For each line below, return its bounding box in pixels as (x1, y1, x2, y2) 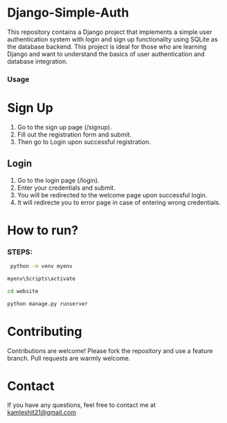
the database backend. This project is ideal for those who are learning (7, 42, 207, 51)
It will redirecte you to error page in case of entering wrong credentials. (17, 198, 221, 206)
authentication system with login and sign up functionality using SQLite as (7, 35, 218, 43)
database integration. (7, 57, 68, 65)
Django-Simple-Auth (7, 5, 129, 21)
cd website (7, 287, 39, 295)
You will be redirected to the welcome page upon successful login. (17, 190, 208, 199)
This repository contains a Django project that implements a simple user (7, 28, 212, 36)
